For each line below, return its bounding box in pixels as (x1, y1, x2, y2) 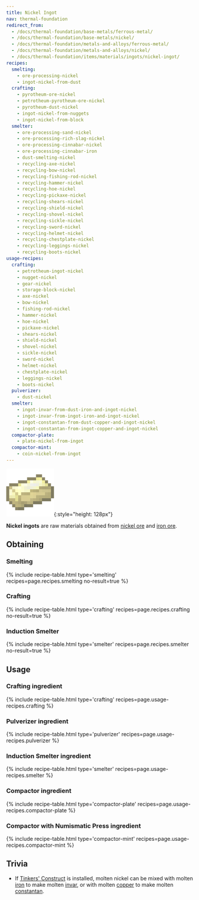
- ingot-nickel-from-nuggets (17, 111, 89, 117)
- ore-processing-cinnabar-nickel (17, 142, 102, 148)
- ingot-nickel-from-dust (17, 79, 82, 85)
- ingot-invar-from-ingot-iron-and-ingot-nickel (17, 413, 140, 419)
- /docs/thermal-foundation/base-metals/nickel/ (11, 35, 135, 41)
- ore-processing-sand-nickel (17, 129, 92, 136)
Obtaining (6, 540, 44, 550)
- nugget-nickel (17, 274, 58, 280)
